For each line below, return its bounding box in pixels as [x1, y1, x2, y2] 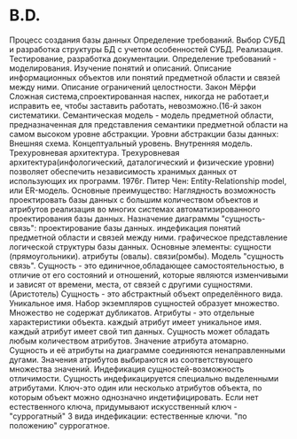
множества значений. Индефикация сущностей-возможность [9, 364, 245, 374]
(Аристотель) [9, 289, 59, 299]
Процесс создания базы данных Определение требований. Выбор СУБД [9, 35, 285, 45]
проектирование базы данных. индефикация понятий [38, 222, 241, 233]
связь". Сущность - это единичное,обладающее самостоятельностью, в [9, 260, 285, 271]
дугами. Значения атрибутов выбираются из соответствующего [9, 354, 254, 365]
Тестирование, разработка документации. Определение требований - [9, 53, 277, 64]
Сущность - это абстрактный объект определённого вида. [60, 289, 284, 299]
